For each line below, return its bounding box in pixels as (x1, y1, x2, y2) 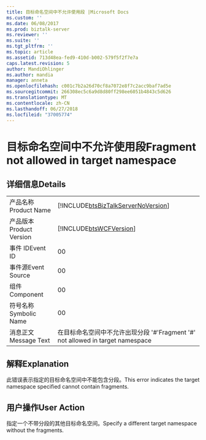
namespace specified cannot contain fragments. (6, 383, 129, 390)
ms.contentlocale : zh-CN (6, 100, 70, 106)
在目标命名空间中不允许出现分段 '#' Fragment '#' (57, 328, 196, 337)
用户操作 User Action (6, 402, 85, 412)
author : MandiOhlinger (6, 66, 64, 72)
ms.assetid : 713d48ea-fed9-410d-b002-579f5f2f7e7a (6, 55, 139, 61)
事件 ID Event (9, 244, 46, 252)
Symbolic (9, 309, 37, 318)
